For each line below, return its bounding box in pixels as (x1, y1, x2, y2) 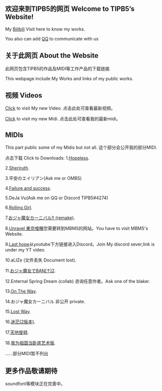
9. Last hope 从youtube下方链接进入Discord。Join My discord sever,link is (5, 241, 155, 248)
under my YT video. (5, 247, 46, 253)
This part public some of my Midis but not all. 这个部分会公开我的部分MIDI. (5, 144, 158, 150)
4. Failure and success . (5, 185, 51, 191)
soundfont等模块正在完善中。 (5, 381, 66, 387)
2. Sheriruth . (5, 165, 30, 171)
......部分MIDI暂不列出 (5, 351, 49, 357)
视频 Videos (5, 91, 42, 100)
